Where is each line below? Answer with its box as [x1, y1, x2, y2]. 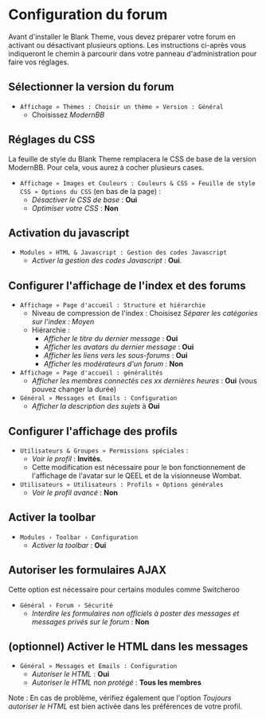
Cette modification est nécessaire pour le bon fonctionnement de [31, 463, 246, 472]
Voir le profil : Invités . [31, 454, 103, 463]
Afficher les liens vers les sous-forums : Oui [43, 351, 188, 360]
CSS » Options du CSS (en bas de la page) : [19, 186, 162, 196]
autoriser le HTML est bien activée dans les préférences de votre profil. [8, 702, 243, 711]
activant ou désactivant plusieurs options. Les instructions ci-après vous [8, 40, 247, 49]
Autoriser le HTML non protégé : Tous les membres [31, 678, 201, 687]
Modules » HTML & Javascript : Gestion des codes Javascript [19, 249, 228, 257]
